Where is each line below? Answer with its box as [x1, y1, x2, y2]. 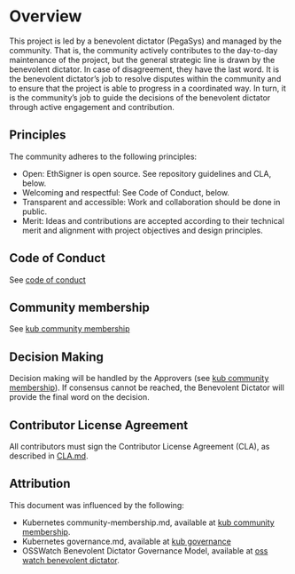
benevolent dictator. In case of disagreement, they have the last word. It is [9, 64, 280, 75]
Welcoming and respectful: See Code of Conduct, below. [21, 187, 230, 197]
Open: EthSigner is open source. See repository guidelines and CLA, [21, 168, 272, 179]
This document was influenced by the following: [9, 499, 184, 510]
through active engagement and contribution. [9, 101, 175, 112]
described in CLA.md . [9, 450, 89, 461]
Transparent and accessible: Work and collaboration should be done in [21, 196, 281, 207]
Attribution [9, 476, 71, 491]
